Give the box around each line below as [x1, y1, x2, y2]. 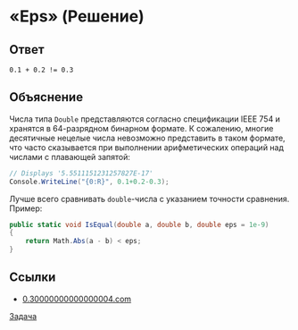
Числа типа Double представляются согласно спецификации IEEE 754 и [9, 114, 281, 124]
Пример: [9, 203, 43, 214]
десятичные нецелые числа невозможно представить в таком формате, [9, 132, 286, 143]
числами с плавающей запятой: [9, 151, 131, 162]
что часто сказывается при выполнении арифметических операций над [9, 141, 284, 153]
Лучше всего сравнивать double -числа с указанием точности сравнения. [9, 193, 290, 204]
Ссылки [9, 270, 56, 285]
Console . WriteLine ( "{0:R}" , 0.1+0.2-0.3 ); [9, 177, 170, 186]
